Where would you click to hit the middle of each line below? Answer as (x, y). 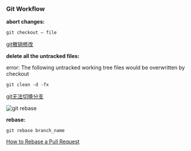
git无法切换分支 (25, 97)
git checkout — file (32, 33)
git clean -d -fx (28, 85)
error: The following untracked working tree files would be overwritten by (95, 68)
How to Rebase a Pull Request (43, 142)
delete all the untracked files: (43, 56)
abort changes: (26, 22)
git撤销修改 (20, 44)
